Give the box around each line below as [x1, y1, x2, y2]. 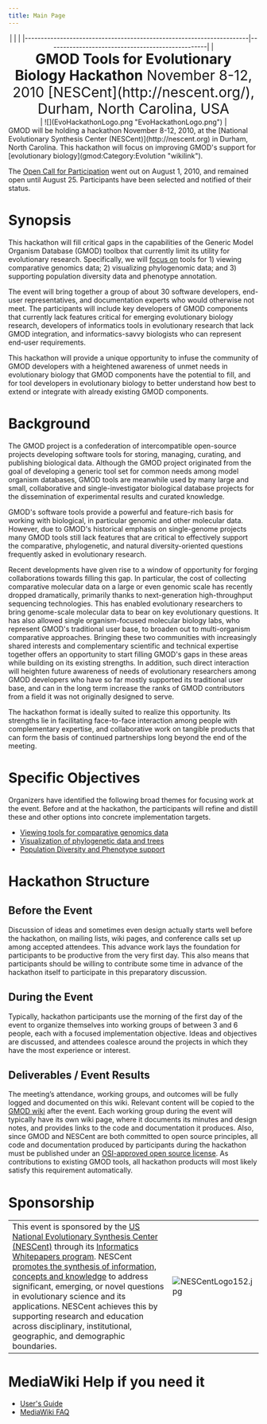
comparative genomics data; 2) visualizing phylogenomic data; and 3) [8, 263, 237, 272]
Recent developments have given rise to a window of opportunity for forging [8, 564, 258, 574]
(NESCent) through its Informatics [12, 1241, 139, 1252]
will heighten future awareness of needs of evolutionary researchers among [8, 666, 257, 676]
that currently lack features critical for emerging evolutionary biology [8, 312, 234, 322]
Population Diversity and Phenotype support [19, 845, 165, 854]
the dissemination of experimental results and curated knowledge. [8, 491, 225, 501]
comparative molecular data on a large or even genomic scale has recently [8, 582, 253, 591]
